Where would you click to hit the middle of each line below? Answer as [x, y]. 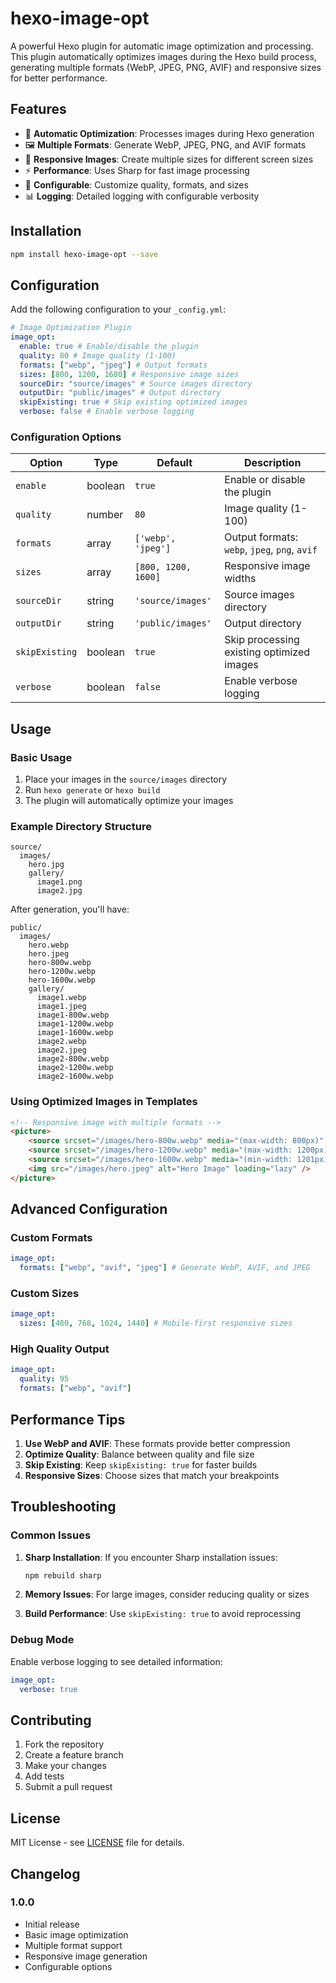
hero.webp [49, 945]
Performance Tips [68, 1419]
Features [38, 109]
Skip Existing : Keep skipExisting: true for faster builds [141, 1464]
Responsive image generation [86, 1956]
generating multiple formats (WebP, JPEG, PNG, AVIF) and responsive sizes [166, 67]
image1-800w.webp [73, 1015]
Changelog [45, 1873]
